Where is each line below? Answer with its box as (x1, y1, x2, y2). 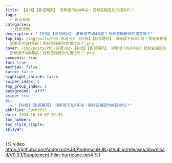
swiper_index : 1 (5, 79, 40, 84)
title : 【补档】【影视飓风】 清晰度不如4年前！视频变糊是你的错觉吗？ (5, 7, 135, 13)
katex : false (5, 70, 33, 75)
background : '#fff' (5, 88, 47, 94)
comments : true (5, 55, 38, 60)
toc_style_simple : (5, 121, 45, 127)
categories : (5, 22, 31, 27)
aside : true (5, 93, 31, 98)
